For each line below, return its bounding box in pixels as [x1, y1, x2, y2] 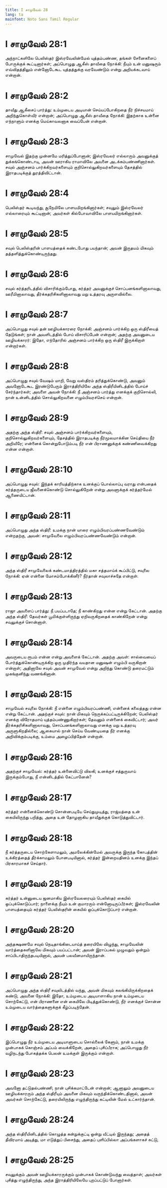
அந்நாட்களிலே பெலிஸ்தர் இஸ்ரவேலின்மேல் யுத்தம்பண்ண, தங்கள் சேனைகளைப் [5, 55, 157, 61]
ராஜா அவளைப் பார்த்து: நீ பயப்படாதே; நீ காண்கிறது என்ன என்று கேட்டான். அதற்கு [5, 608, 162, 614]
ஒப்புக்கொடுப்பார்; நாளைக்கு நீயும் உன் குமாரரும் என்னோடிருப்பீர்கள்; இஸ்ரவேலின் [5, 901, 160, 907]
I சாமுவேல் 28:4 [5, 187, 69, 199]
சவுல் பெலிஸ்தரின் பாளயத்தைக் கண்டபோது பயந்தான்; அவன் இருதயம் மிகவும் [5, 245, 154, 251]
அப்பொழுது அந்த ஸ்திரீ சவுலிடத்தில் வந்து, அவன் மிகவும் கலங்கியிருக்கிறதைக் [5, 987, 154, 993]
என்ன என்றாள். [5, 446, 34, 452]
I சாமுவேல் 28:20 [5, 924, 75, 935]
